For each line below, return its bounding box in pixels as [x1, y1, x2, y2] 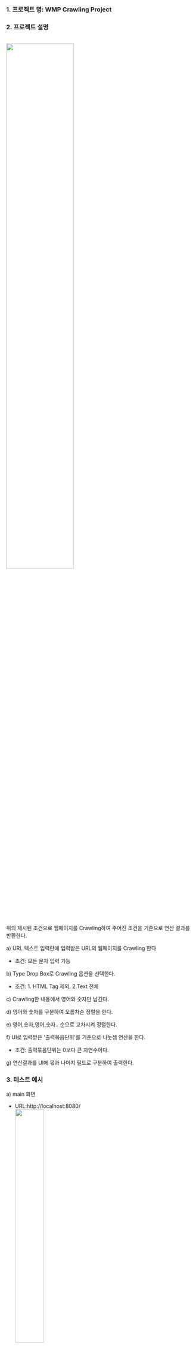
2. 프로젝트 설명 [6, 23, 49, 31]
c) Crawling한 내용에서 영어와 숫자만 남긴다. [6, 995, 109, 1003]
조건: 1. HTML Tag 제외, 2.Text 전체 [14, 983, 99, 990]
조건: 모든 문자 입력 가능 [14, 958, 71, 965]
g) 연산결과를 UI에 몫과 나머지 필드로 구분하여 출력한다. [6, 1059, 134, 1067]
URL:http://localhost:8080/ [14, 1102, 81, 1110]
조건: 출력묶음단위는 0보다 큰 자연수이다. [14, 1046, 109, 1054]
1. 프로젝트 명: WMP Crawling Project [6, 5, 112, 13]
